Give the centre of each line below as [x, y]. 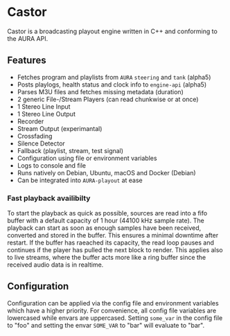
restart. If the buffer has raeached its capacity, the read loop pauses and [111, 242]
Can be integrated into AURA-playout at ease [80, 180]
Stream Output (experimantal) [60, 128]
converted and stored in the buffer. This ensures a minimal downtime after [113, 236]
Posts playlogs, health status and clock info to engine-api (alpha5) [112, 85]
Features [27, 61]
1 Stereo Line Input [44, 106]
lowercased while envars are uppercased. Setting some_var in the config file [115, 318]
